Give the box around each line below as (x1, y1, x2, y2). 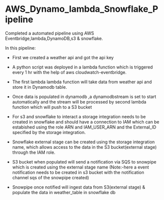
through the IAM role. (12, 149, 55, 155)
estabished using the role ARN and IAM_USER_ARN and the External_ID (12, 124, 157, 130)
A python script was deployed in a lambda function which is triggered (12, 64, 153, 70)
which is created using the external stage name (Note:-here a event (12, 164, 149, 170)
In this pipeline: (5, 45, 36, 51)
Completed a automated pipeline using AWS (5, 30, 94, 36)
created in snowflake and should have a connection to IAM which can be (12, 119, 160, 125)
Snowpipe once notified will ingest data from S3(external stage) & (12, 184, 145, 190)
